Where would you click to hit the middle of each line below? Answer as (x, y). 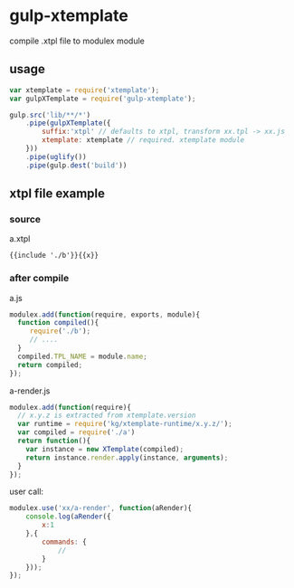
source (25, 219)
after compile (39, 279)
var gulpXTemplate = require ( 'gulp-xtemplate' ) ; (103, 99)
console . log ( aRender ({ (68, 517)
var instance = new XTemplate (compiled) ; (104, 449)
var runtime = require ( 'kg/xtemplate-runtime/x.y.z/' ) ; (125, 424)
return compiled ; (50, 365)
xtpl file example (57, 194)
